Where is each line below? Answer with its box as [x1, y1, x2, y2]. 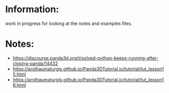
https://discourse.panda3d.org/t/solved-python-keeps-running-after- [12, 55, 159, 61]
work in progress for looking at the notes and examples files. [5, 20, 132, 26]
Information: [5, 4, 60, 15]
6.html [12, 82, 26, 88]
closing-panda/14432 [12, 60, 58, 67]
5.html [12, 71, 26, 77]
